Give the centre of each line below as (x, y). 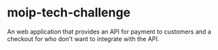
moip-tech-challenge (69, 13)
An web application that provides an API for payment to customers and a (109, 32)
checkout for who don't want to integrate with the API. (83, 38)
